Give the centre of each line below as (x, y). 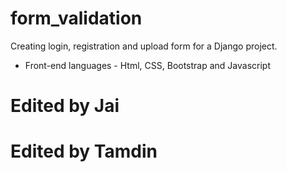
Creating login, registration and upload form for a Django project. (144, 46)
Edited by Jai (65, 106)
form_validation (76, 18)
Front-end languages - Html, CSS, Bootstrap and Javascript (148, 65)
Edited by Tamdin (84, 151)
